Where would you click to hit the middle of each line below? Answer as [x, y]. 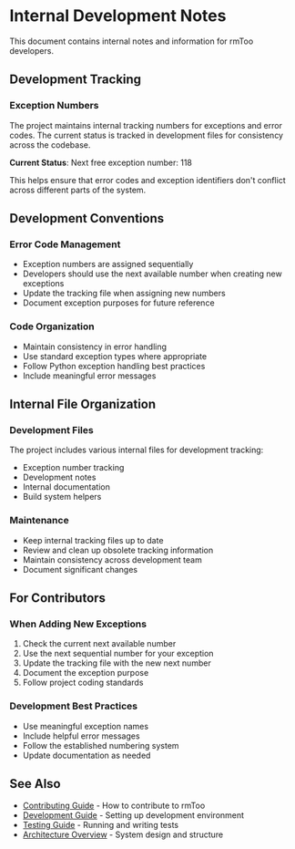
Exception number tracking [73, 468]
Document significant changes [80, 569]
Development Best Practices [74, 706]
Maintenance [40, 521]
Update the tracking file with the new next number [117, 663]
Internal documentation [66, 487]
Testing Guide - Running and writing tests [101, 825]
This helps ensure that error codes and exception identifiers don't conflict [147, 180]
